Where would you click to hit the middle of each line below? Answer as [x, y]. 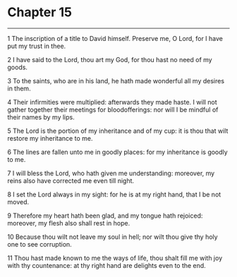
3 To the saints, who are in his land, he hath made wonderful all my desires [116, 81]
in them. [19, 88]
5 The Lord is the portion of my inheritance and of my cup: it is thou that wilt [118, 131]
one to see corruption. [39, 244]
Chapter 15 [40, 12]
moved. [18, 201]
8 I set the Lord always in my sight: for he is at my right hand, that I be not [114, 194]
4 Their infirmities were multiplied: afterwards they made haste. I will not [112, 102]
